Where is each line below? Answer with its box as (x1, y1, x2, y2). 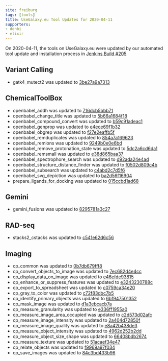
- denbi (5, 27, 22, 32)
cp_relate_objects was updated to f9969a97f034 (12, 344, 116, 350)
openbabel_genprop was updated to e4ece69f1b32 (12, 124, 121, 130)
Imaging (5, 249, 32, 258)
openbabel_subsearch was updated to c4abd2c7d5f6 (12, 167, 125, 173)
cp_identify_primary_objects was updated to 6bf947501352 (12, 296, 137, 302)
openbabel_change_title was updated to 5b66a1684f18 (12, 113, 127, 119)
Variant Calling (5, 65, 53, 74)
